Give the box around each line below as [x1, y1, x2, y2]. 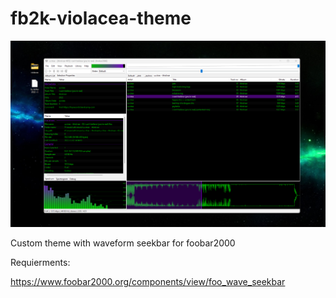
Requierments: [10, 256, 71, 268]
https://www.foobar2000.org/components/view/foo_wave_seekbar [10, 275, 286, 287]
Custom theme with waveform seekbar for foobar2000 [10, 237, 236, 249]
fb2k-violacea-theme [10, 7, 192, 30]
